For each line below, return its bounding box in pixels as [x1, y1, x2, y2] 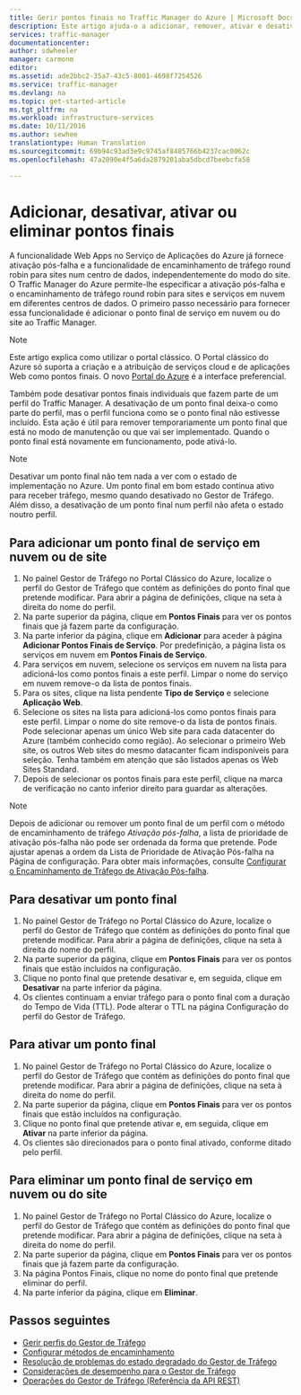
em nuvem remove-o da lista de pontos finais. [21, 678, 193, 689]
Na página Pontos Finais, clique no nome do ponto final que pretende [21, 1267, 279, 1278]
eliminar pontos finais [9, 221, 175, 241]
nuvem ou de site [9, 549, 107, 564]
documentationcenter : [9, 38, 90, 48]
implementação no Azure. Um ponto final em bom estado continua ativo [9, 481, 275, 491]
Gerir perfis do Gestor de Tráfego [21, 1337, 146, 1347]
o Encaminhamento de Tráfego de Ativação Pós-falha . [9, 866, 209, 877]
